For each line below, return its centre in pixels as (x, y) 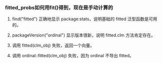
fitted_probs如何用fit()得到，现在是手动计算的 (59, 7)
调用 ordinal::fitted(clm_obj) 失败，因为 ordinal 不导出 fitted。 (73, 56)
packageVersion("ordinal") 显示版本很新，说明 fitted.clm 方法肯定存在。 (84, 35)
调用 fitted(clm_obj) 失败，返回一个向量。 (53, 45)
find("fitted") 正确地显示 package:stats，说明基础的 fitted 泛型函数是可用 (85, 19)
